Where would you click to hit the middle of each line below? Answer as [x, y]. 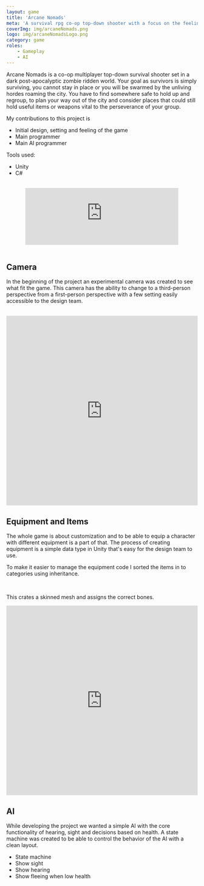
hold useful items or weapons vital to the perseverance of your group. [93, 106]
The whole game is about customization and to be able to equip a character [101, 536]
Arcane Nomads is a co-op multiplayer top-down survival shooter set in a [98, 74]
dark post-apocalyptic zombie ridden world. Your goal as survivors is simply [102, 81]
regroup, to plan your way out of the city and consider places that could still [101, 100]
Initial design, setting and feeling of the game [72, 130]
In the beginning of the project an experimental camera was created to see [100, 282]
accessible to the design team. [45, 301]
